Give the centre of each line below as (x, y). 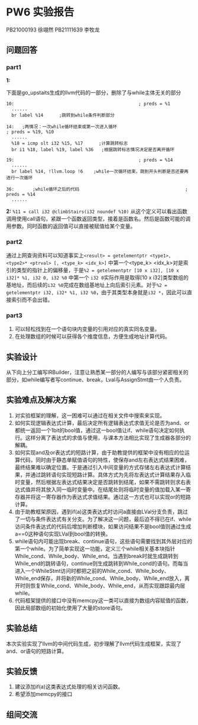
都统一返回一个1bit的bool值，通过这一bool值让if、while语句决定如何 (97, 430)
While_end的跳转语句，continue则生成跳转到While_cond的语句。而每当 (101, 563)
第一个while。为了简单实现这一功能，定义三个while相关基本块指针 (95, 549)
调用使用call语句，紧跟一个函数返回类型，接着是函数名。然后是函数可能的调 (98, 218)
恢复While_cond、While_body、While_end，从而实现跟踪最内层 (108, 585)
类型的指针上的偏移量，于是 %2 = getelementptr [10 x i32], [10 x (98, 270)
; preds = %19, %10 (30, 132)
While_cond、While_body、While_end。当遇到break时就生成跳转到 (96, 556)
